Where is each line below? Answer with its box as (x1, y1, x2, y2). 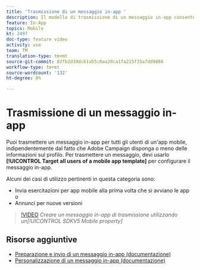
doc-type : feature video (6, 36, 68, 42)
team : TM (6, 48, 28, 54)
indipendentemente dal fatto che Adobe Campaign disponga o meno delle (6, 145, 187, 152)
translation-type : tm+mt (6, 53, 68, 59)
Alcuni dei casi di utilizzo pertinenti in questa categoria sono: (6, 175, 156, 182)
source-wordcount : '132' (6, 70, 68, 76)
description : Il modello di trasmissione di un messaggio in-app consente (6, 14, 196, 20)
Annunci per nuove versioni (14, 200, 83, 207)
